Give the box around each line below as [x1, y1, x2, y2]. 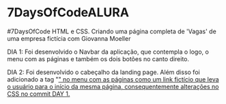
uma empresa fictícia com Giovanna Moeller [7, 34, 131, 42]
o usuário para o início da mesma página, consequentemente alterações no [7, 82, 220, 90]
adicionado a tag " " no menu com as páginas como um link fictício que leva [7, 75, 220, 83]
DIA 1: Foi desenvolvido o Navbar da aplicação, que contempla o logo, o [7, 48, 210, 56]
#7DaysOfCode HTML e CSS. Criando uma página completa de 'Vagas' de [7, 27, 216, 35]
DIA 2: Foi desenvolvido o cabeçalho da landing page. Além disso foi [7, 68, 200, 76]
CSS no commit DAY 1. [7, 90, 70, 98]
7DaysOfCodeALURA [7, 5, 130, 20]
